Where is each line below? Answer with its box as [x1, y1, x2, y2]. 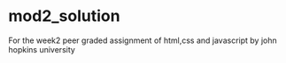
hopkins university [8, 44, 76, 54]
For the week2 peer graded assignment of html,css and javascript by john [8, 35, 277, 45]
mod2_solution [8, 6, 120, 26]
